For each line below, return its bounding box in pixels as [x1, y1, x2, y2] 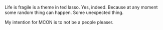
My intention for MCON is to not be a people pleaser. [5, 19, 114, 25]
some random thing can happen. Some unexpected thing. [5, 9, 124, 15]
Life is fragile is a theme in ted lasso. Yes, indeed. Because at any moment [5, 4, 158, 10]
